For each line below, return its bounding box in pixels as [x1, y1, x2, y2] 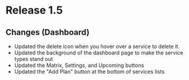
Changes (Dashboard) [5, 27, 90, 37]
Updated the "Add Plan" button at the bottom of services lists [14, 68, 165, 75]
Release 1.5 [5, 4, 63, 17]
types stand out [14, 56, 53, 62]
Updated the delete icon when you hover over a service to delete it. [14, 43, 180, 50]
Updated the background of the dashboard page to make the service [14, 49, 184, 56]
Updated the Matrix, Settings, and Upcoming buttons [14, 62, 144, 69]
